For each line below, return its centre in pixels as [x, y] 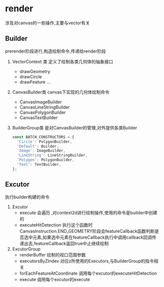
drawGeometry [35, 71]
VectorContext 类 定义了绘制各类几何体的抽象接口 [63, 62]
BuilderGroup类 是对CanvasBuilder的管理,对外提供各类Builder [75, 128]
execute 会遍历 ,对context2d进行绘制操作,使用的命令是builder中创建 [88, 213]
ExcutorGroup [26, 249]
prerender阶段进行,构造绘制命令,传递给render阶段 [55, 51]
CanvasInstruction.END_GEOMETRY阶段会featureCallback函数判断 [87, 231]
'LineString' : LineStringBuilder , [52, 156]
